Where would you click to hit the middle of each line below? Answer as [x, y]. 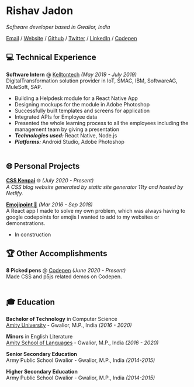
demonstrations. [26, 223]
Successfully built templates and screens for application [82, 110]
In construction [33, 234]
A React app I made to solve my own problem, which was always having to [96, 210]
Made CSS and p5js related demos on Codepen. [64, 277]
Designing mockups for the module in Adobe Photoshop [82, 104]
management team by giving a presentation [67, 129]
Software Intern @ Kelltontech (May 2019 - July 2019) [72, 74]
